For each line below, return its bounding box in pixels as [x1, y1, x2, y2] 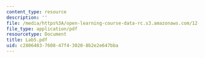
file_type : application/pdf [6, 25, 78, 32]
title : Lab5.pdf [6, 37, 48, 43]
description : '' [6, 14, 48, 21]
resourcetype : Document [6, 31, 67, 37]
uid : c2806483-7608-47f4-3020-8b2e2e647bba [6, 43, 119, 49]
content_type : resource [6, 8, 67, 15]
